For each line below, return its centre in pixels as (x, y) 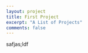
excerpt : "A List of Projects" (44, 22)
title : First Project (33, 17)
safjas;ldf (17, 44)
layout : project (26, 11)
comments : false (26, 28)
